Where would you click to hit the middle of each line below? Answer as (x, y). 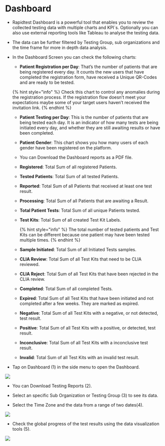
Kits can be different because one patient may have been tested (85, 234)
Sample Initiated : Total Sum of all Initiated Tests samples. (78, 249)
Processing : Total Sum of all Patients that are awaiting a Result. (84, 201)
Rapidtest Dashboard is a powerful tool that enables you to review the (83, 22)
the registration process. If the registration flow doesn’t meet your (79, 97)
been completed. (37, 133)
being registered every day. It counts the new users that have (82, 72)
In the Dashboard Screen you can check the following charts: (74, 57)
